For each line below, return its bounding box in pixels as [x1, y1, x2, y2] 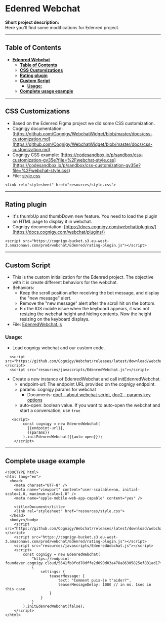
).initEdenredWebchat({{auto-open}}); [23, 434, 103, 440]
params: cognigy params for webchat [19, 386, 96, 393]
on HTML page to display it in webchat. [12, 218, 92, 225]
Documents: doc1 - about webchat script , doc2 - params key [27, 392, 151, 398]
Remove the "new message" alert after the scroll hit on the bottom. [19, 300, 156, 306]
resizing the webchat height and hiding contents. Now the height [19, 311, 152, 317]
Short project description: [5, 19, 59, 25]
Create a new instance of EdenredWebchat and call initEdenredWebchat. [12, 376, 161, 382]
